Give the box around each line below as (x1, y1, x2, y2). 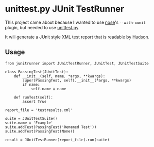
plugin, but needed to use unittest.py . (5, 24, 80, 30)
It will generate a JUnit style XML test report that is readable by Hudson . (5, 34, 150, 40)
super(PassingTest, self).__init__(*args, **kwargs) (22, 78, 132, 83)
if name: (22, 82, 40, 87)
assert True (22, 99, 47, 104)
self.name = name (31, 86, 67, 91)
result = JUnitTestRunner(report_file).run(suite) (5, 137, 110, 142)
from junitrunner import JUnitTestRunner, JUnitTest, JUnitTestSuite (5, 61, 149, 66)
